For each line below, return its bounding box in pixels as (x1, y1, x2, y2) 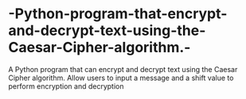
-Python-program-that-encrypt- (8, 5, 228, 23)
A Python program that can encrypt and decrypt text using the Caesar (8, 64, 238, 74)
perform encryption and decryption (8, 81, 124, 91)
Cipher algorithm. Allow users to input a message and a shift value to (8, 73, 234, 82)
